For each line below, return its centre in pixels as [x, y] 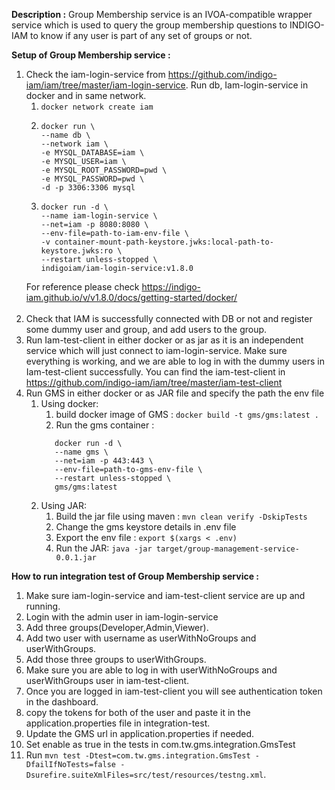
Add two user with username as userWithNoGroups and [141, 638]
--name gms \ [81, 452]
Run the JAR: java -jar [104, 548]
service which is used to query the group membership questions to [149, 25]
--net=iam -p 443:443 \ [104, 461]
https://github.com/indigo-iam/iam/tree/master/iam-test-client [154, 382]
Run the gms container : [105, 425]
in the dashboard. [62, 702]
